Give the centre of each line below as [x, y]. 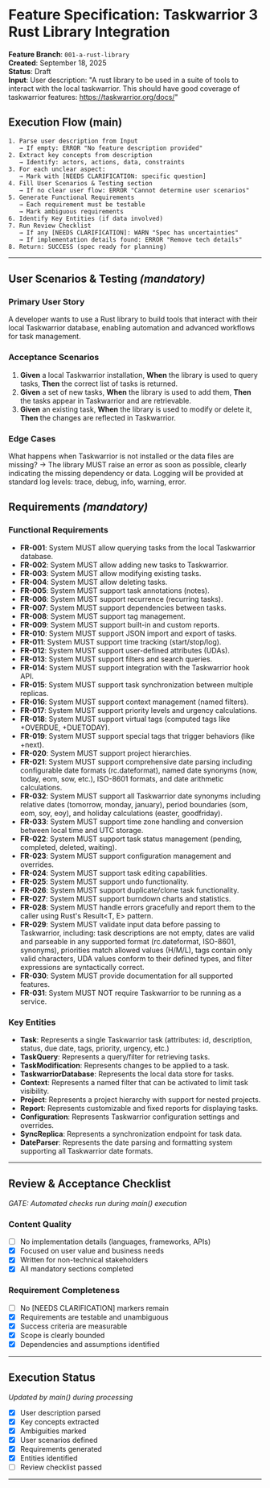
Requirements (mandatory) [78, 507]
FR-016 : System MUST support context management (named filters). [134, 702]
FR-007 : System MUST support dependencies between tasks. [123, 607]
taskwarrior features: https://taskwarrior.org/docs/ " [93, 97]
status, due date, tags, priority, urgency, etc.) [94, 1048]
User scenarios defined [59, 1440]
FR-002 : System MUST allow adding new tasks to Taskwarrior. [124, 565]
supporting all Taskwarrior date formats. [86, 1151]
